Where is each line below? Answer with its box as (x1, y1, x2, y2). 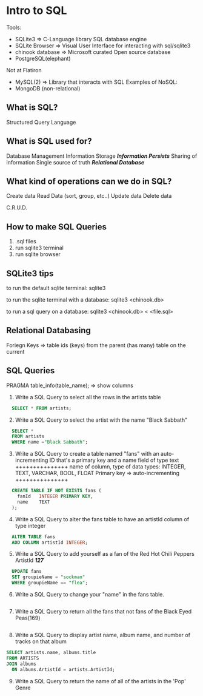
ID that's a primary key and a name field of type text (49, 456, 179, 464)
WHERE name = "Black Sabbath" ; (12, 439, 88, 445)
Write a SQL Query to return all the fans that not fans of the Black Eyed (15, 608, 192, 615)
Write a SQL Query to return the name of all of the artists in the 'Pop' (15, 677, 186, 684)
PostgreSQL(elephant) (15, 55, 71, 62)
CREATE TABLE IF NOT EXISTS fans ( (12, 488, 102, 494)
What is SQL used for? (6, 136, 92, 146)
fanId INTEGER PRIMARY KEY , (17, 493, 94, 499)
